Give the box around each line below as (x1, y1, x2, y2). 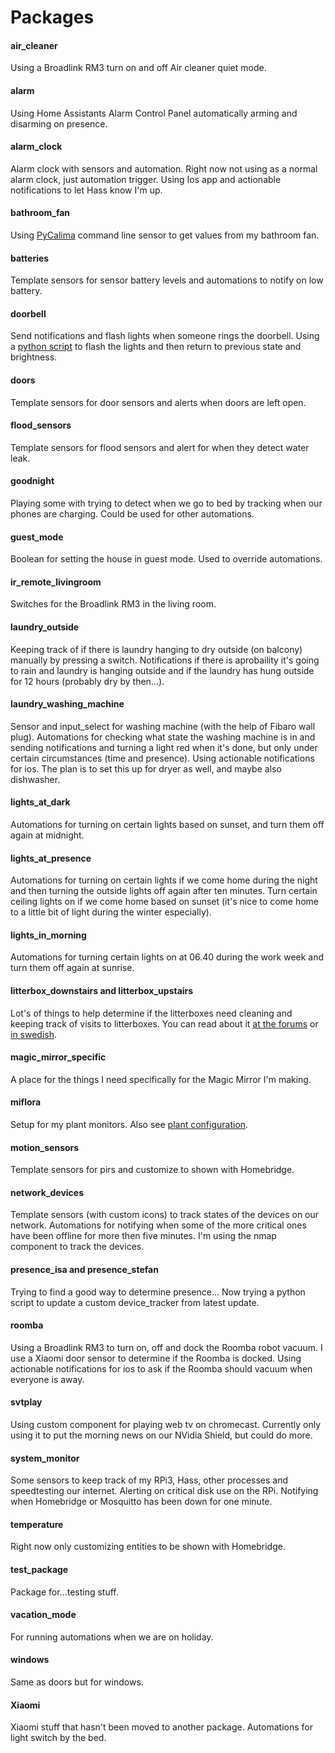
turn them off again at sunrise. (10, 962, 135, 974)
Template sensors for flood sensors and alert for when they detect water (10, 441, 310, 453)
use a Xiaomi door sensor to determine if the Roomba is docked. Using (10, 1352, 302, 1364)
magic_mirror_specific (10, 1051, 107, 1063)
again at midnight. (10, 829, 85, 841)
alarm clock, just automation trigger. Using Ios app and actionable (10, 173, 282, 185)
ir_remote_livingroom (10, 576, 102, 588)
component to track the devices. (10, 1241, 145, 1253)
